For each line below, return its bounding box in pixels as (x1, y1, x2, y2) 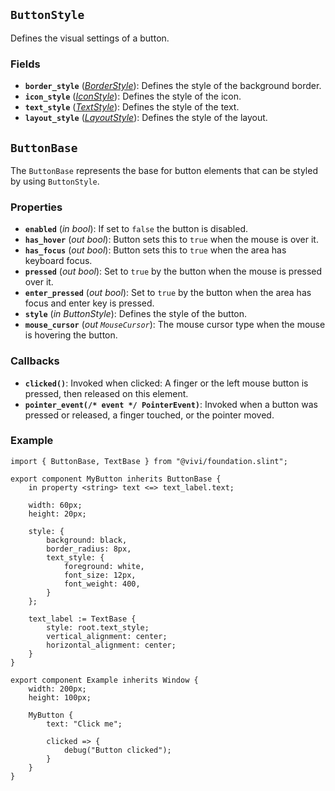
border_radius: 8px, (46, 544, 132, 554)
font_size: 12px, (63, 570, 137, 580)
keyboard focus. (24, 255, 93, 267)
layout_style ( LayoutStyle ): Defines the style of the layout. (24, 112, 268, 124)
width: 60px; (28, 500, 83, 510)
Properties (10, 200, 63, 214)
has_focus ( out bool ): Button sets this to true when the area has (24, 244, 287, 256)
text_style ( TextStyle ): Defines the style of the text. (24, 101, 240, 113)
